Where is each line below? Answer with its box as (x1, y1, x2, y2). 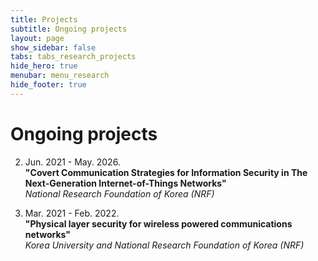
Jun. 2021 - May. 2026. (24, 156, 121, 168)
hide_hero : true (10, 61, 78, 71)
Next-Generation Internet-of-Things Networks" (24, 177, 227, 189)
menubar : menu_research (10, 71, 110, 81)
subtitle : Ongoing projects (10, 24, 128, 34)
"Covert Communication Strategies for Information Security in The (24, 166, 308, 178)
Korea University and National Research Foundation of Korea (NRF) (24, 239, 305, 251)
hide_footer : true (10, 80, 87, 90)
